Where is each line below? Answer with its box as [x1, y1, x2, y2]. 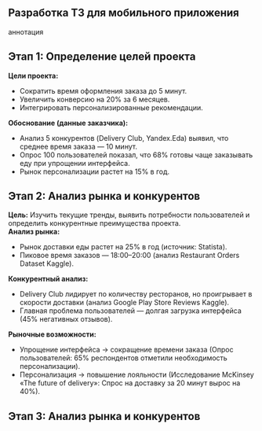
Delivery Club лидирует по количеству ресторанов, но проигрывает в [19, 289, 253, 299]
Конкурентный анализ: [8, 274, 89, 284]
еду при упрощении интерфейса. [19, 158, 131, 168]
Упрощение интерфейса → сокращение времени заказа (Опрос [19, 345, 234, 355]
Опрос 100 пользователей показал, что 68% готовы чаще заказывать [19, 149, 253, 160]
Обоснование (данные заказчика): [8, 118, 129, 127]
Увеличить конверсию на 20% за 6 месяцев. [19, 94, 170, 104]
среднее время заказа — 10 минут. [19, 142, 137, 151]
